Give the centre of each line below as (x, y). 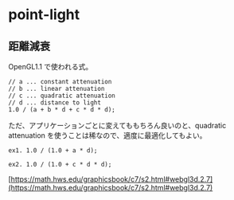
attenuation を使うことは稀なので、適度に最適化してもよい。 (107, 135)
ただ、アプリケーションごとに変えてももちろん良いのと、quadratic (117, 125)
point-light (44, 15)
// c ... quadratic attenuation (62, 96)
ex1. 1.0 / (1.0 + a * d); (53, 151)
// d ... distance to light (55, 103)
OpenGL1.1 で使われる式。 (51, 67)
